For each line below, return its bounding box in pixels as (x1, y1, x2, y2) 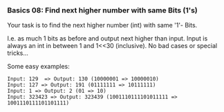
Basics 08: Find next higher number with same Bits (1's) (7, 5, 198, 15)
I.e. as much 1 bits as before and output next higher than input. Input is (7, 34, 208, 43)
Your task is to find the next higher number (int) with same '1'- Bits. (7, 21, 198, 30)
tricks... (7, 49, 29, 57)
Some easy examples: (7, 63, 71, 71)
